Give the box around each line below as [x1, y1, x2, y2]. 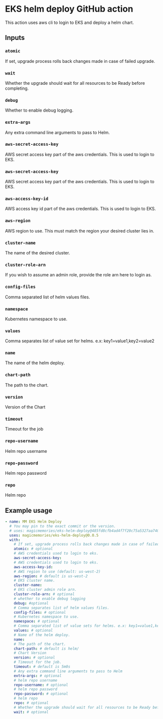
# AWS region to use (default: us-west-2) [14, 569, 101, 574]
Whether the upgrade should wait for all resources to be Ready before [5, 80, 145, 86]
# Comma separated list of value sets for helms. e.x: [14, 623, 127, 628]
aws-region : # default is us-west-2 [14, 574, 88, 579]
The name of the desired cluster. [5, 250, 70, 255]
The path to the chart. [5, 382, 49, 388]
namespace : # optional [14, 619, 60, 624]
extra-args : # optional [14, 673, 62, 678]
